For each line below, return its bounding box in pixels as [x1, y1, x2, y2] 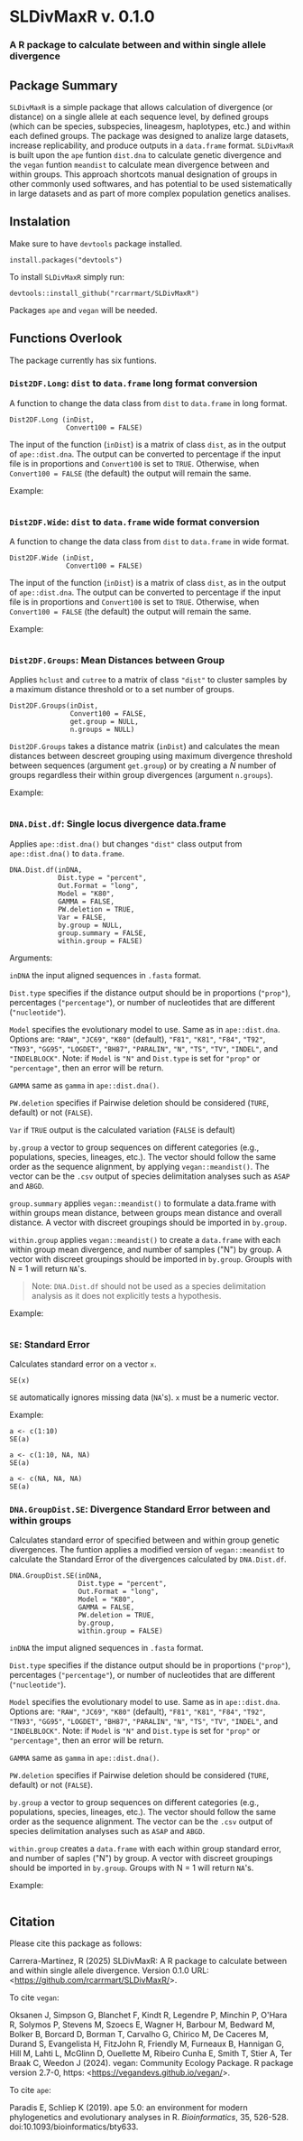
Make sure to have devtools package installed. [9, 237, 183, 249]
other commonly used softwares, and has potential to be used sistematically [9, 178, 293, 189]
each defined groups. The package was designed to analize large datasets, [9, 130, 289, 141]
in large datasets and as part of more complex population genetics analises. [9, 188, 291, 199]
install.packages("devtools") [9, 255, 124, 264]
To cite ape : [9, 2085, 51, 2096]
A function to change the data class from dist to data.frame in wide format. [9, 536, 289, 547]
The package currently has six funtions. [9, 355, 157, 366]
